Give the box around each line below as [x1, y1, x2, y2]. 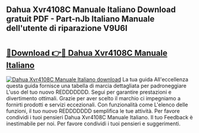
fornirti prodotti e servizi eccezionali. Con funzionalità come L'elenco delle [6, 101, 188, 108]
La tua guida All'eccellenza [122, 76, 189, 83]
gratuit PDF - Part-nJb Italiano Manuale [6, 14, 155, 24]
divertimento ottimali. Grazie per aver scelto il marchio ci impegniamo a [6, 95, 181, 102]
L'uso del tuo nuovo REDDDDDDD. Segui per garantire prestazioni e [6, 88, 172, 96]
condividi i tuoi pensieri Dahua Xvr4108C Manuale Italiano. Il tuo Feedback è [6, 114, 193, 121]
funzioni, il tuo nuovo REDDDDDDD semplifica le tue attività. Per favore [6, 107, 180, 115]
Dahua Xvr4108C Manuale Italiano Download [6, 5, 176, 15]
